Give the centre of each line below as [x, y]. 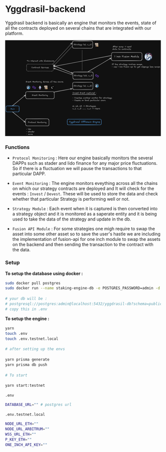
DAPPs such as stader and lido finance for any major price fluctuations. [85, 163]
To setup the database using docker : [44, 273]
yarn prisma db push [26, 364]
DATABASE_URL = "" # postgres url [38, 405]
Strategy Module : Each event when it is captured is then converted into [85, 209]
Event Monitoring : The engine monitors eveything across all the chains [85, 183]
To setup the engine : [27, 318]
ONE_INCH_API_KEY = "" [26, 445]
